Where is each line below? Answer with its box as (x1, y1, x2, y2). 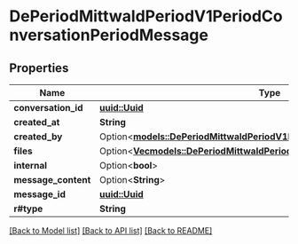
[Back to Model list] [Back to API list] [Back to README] (9, 225, 213, 236)
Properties (9, 60, 69, 75)
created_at (13, 116, 60, 128)
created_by (13, 130, 63, 143)
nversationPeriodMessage (9, 25, 208, 45)
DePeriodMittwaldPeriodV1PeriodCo (9, 6, 284, 27)
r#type (13, 202, 43, 215)
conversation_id (13, 102, 83, 114)
